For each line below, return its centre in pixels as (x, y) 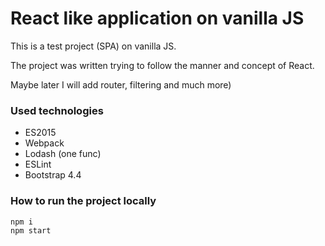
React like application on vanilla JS (157, 18)
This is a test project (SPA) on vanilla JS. (93, 46)
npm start (31, 230)
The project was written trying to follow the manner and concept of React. (162, 65)
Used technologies (57, 110)
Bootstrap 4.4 (53, 175)
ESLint (38, 164)
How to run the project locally (83, 201)
